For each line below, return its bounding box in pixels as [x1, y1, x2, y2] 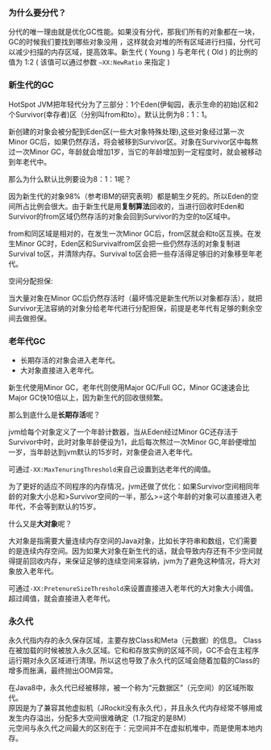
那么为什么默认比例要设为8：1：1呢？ [8, 174, 132, 183]
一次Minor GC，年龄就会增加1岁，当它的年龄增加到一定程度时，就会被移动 [15, 147, 262, 157]
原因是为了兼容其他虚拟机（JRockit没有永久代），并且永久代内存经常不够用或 [8, 703, 263, 713]
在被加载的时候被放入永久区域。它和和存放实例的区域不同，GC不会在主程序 [8, 646, 260, 656]
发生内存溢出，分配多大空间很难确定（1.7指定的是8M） [8, 713, 191, 723]
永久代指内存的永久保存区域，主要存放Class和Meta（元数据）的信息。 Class [8, 635, 262, 645]
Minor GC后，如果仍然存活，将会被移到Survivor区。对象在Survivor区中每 [8, 136, 252, 146]
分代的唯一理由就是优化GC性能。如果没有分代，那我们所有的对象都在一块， [8, 27, 260, 37]
